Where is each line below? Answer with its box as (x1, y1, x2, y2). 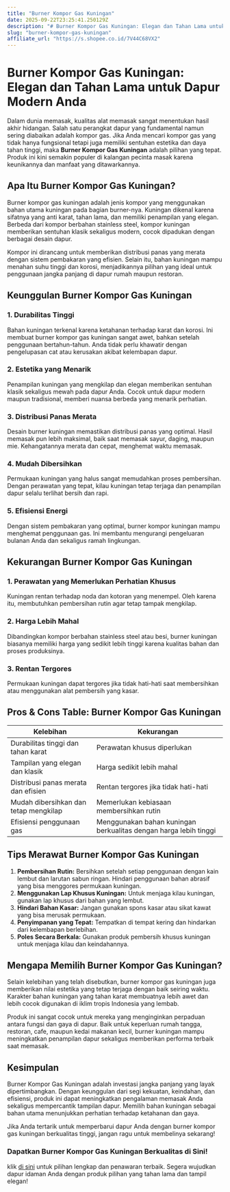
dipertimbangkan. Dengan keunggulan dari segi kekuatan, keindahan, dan (7, 1087, 216, 1095)
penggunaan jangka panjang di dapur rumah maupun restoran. (7, 270, 183, 278)
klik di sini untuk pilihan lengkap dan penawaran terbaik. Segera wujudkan (7, 1162, 216, 1171)
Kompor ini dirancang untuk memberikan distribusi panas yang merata (7, 248, 205, 256)
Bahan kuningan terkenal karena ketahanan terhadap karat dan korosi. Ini (7, 326, 214, 334)
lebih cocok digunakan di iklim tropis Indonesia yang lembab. (7, 1000, 179, 1008)
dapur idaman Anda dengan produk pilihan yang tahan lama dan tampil (7, 1169, 207, 1178)
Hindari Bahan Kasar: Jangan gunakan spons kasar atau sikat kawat (16, 903, 211, 911)
